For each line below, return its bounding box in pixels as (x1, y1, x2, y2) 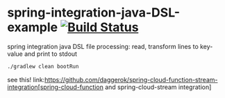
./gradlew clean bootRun (7, 63, 79, 70)
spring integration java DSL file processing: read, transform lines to (7, 42, 199, 50)
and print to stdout (24, 50, 78, 58)
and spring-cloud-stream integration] (105, 83, 212, 91)
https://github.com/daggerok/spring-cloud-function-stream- (44, 75, 218, 84)
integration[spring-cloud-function (7, 83, 104, 91)
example (7, 19, 58, 35)
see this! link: (7, 75, 45, 84)
